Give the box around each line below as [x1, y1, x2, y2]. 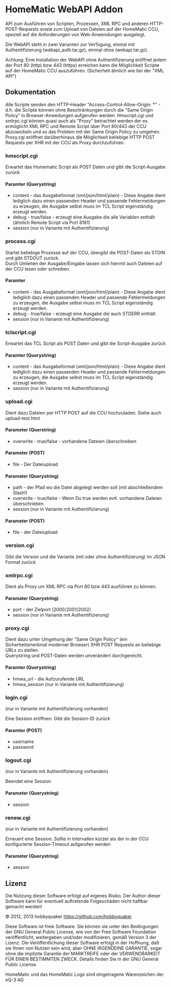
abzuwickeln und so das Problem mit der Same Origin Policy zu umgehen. [5, 128, 161, 135]
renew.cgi [5, 814, 31, 821]
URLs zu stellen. [5, 647, 39, 653]
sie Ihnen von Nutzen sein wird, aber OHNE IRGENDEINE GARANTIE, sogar [5, 945, 162, 951]
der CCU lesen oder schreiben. [5, 266, 70, 272]
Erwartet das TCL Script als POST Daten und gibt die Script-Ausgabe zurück [5, 340, 166, 346]
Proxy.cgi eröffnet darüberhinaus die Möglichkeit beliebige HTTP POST [5, 134, 155, 140]
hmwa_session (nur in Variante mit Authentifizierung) [12, 681, 124, 687]
